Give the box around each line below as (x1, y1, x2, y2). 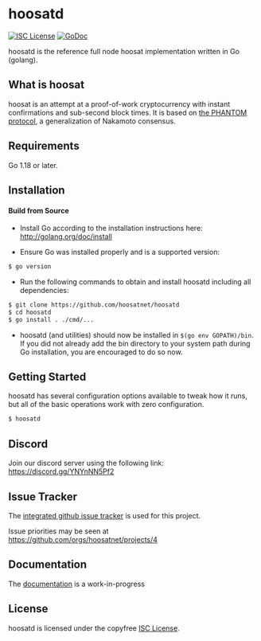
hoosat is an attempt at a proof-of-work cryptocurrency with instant (8, 99, 231, 108)
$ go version (8, 263, 52, 271)
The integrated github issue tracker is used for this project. (8, 510, 201, 520)
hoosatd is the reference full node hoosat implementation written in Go (8, 46, 240, 56)
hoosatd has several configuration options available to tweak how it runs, (8, 391, 248, 401)
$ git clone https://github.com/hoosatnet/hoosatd (8, 301, 180, 309)
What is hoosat (8, 78, 85, 92)
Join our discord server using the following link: (8, 459, 165, 468)
